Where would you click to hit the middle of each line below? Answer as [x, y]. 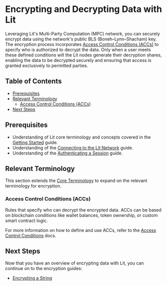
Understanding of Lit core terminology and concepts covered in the [82, 137]
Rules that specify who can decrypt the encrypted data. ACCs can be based [83, 210]
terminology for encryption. [33, 186]
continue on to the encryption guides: [44, 268]
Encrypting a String [32, 278]
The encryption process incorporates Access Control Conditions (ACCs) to [82, 44]
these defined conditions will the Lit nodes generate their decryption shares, [83, 55]
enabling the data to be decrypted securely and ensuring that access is [78, 60]
